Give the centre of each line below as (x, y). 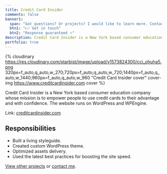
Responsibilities (31, 128)
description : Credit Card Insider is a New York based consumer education (84, 38)
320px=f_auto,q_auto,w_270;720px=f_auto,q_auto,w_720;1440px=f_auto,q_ (83, 72)
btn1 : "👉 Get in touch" (35, 28)
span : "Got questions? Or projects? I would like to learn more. (79, 24)
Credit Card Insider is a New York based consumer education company (78, 92)
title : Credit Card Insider (34, 10)
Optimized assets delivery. (40, 151)
